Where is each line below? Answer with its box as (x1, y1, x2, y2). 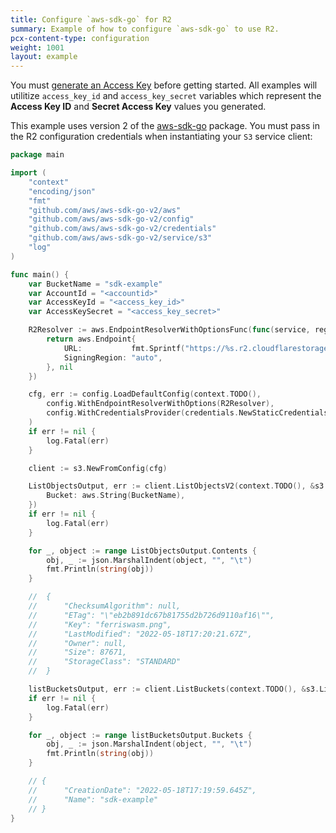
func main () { (10, 269, 70, 280)
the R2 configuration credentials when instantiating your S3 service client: (10, 131, 313, 143)
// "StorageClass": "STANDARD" (28, 657, 182, 667)
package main (10, 150, 65, 160)
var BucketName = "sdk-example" (28, 279, 163, 289)
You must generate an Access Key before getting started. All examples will (10, 79, 318, 91)
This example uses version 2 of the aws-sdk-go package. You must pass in (10, 120, 321, 132)
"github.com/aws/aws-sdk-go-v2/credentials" (28, 224, 217, 234)
